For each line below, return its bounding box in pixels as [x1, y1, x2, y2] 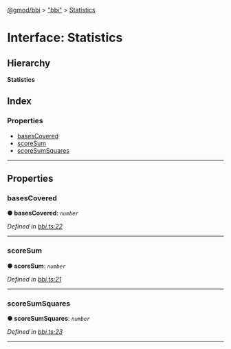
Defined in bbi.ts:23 [7, 327, 63, 336]
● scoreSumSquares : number [7, 314, 91, 322]
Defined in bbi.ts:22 [7, 222, 63, 231]
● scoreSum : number [7, 262, 67, 270]
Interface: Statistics [7, 30, 123, 45]
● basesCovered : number [7, 209, 79, 218]
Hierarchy [7, 57, 51, 69]
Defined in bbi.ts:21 [7, 275, 62, 283]
